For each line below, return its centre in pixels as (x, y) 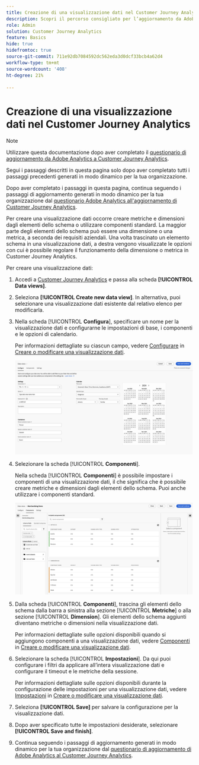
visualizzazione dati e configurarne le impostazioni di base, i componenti (103, 328)
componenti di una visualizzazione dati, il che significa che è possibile (100, 482)
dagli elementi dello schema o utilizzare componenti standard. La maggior (96, 225)
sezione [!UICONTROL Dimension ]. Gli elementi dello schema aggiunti (100, 616)
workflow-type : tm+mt (33, 62)
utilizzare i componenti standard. (55, 494)
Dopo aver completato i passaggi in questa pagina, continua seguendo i (94, 188)
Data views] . (31, 286)
